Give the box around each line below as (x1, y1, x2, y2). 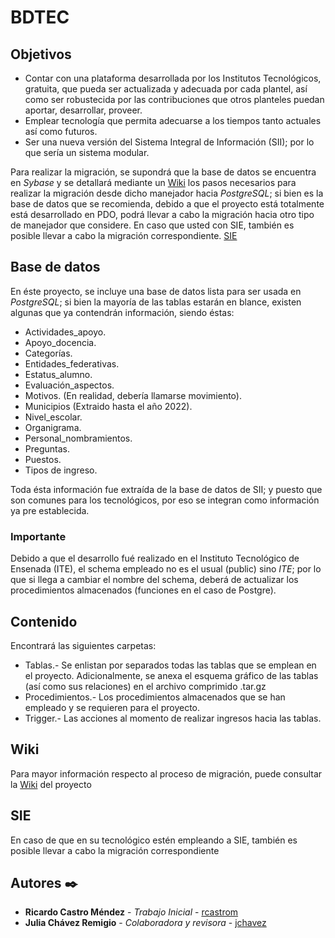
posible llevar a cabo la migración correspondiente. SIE (10, 230, 238, 241)
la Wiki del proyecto (10, 778, 92, 790)
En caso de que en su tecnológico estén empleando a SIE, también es (10, 834, 298, 846)
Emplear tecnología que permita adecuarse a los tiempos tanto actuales (24, 115, 322, 126)
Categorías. (24, 347, 73, 359)
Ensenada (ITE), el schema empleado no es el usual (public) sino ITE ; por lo (10, 563, 322, 575)
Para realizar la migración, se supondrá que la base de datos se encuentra (10, 166, 317, 178)
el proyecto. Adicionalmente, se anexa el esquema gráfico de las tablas (24, 669, 319, 681)
